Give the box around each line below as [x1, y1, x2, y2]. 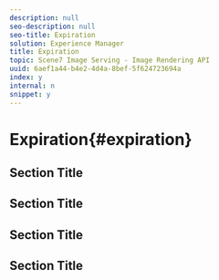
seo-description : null [9, 22, 96, 31]
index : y [9, 73, 43, 82]
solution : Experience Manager [9, 38, 125, 48]
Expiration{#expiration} [9, 129, 193, 150]
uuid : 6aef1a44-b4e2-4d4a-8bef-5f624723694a [9, 65, 182, 74]
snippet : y [9, 89, 51, 99]
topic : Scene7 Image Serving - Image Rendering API [9, 56, 210, 65]
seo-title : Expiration [9, 30, 96, 39]
